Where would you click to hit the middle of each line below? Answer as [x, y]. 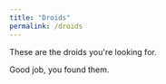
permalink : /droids [46, 26]
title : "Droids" [40, 18]
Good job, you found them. [59, 70]
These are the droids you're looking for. [83, 51]
